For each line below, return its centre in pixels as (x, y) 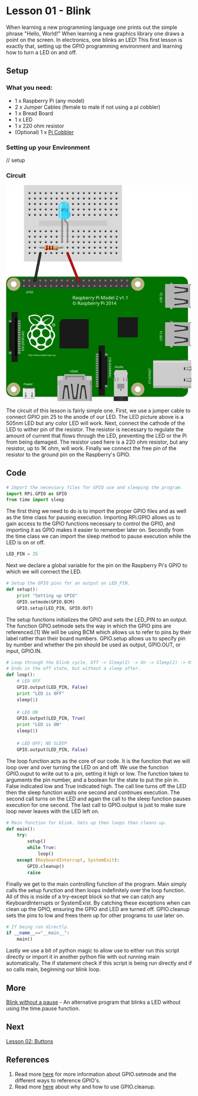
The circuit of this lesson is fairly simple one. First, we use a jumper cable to (98, 410)
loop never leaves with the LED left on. (53, 811)
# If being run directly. (38, 927)
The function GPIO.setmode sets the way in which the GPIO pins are (89, 626)
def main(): (21, 829)
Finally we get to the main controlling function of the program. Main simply (96, 884)
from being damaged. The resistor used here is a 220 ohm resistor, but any (97, 442)
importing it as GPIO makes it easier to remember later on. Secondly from (95, 530)
